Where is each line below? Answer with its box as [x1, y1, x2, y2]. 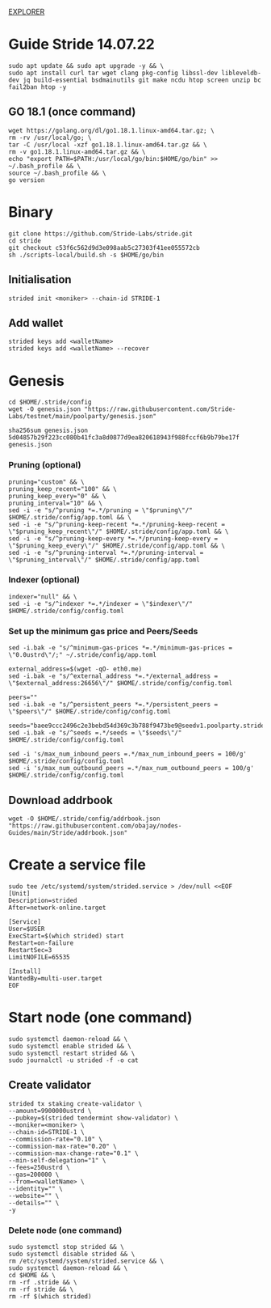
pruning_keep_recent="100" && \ [8, 485, 117, 493]
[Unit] [8, 889, 31, 897]
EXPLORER [8, 7, 45, 16]
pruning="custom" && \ [8, 477, 85, 486]
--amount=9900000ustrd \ [8, 1107, 92, 1115]
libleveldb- [221, 69, 262, 77]
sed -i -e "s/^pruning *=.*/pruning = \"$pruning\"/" [8, 506, 194, 514]
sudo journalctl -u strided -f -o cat [8, 1056, 139, 1065]
